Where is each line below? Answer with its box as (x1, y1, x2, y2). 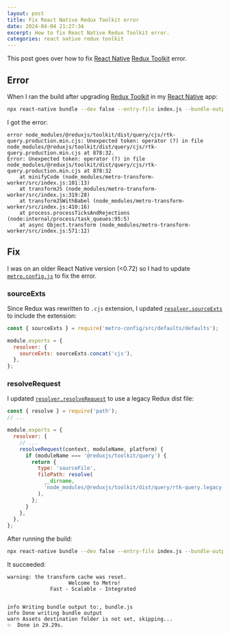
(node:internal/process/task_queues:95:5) (7, 215, 130, 222)
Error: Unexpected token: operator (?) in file (7, 155, 146, 162)
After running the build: (7, 535, 73, 543)
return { (31, 458, 57, 465)
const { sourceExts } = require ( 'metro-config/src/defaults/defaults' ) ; (7, 325, 219, 331)
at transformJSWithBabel (19, 197, 90, 204)
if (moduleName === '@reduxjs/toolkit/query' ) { (25, 452, 167, 459)
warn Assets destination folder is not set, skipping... (7, 615, 173, 623)
